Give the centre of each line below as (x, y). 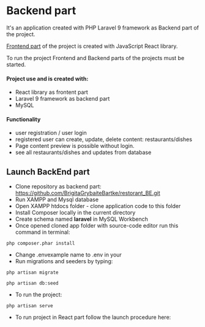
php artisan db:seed (33, 283)
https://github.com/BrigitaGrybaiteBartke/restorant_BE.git (88, 193)
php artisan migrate (33, 273)
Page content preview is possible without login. (75, 146)
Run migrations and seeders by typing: (64, 261)
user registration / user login (51, 133)
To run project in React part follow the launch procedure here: (93, 317)
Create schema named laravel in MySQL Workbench (81, 219)
